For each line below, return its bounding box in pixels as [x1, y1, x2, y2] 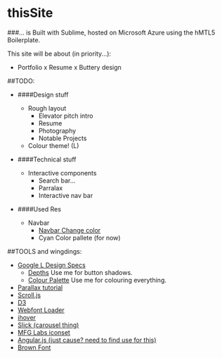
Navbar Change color [38, 226, 101, 234]
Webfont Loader [17, 305, 65, 314]
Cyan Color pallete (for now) [38, 233, 121, 242]
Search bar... [38, 176, 76, 185]
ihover [17, 313, 37, 321]
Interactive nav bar [38, 191, 93, 199]
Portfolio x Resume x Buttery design [17, 63, 122, 71]
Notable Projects [38, 134, 87, 142]
